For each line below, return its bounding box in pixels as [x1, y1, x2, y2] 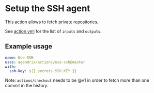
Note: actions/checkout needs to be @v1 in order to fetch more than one [5, 77, 149, 83]
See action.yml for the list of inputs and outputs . [5, 28, 102, 34]
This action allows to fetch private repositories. [5, 19, 99, 25]
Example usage [5, 42, 52, 51]
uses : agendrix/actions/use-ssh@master [5, 60, 86, 64]
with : [5, 64, 16, 69]
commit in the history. [5, 83, 48, 89]
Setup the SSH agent [5, 3, 91, 14]
